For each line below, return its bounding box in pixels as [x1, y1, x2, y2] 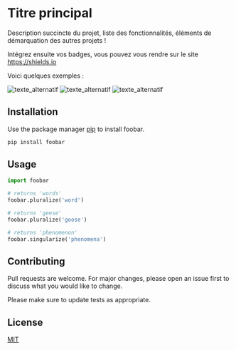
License [7, 316, 43, 329]
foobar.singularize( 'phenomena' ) [7, 235, 107, 243]
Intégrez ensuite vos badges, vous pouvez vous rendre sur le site [7, 50, 199, 58]
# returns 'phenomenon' [7, 229, 78, 236]
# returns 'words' [7, 190, 62, 197]
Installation [7, 105, 58, 118]
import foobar [7, 177, 50, 185]
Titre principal [7, 5, 92, 21]
